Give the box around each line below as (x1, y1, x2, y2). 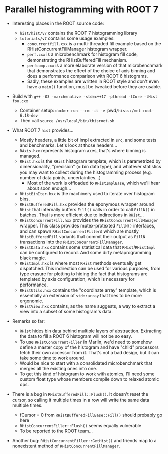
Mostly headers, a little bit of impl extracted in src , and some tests (19, 137, 157, 143)
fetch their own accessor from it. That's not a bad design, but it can (19, 349, 159, 355)
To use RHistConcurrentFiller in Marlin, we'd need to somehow (19, 338, 152, 345)
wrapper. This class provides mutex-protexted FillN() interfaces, (19, 222, 156, 229)
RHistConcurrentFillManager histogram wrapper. (27, 46, 128, 52)
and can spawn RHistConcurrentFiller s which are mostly (19, 228, 139, 234)
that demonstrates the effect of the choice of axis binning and (27, 67, 155, 74)
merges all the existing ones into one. (19, 365, 98, 371)
